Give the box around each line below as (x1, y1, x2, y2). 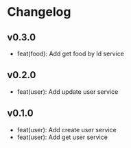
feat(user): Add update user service (16, 87, 119, 96)
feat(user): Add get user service (16, 133, 108, 141)
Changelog (7, 4, 71, 20)
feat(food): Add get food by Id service (16, 49, 125, 58)
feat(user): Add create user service (16, 125, 117, 134)
